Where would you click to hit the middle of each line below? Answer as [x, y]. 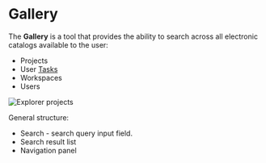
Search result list [48, 141]
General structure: [39, 117]
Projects [34, 61]
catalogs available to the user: [59, 44]
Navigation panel [48, 150]
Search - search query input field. [76, 133]
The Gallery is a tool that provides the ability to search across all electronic [133, 36]
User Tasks [39, 69]
